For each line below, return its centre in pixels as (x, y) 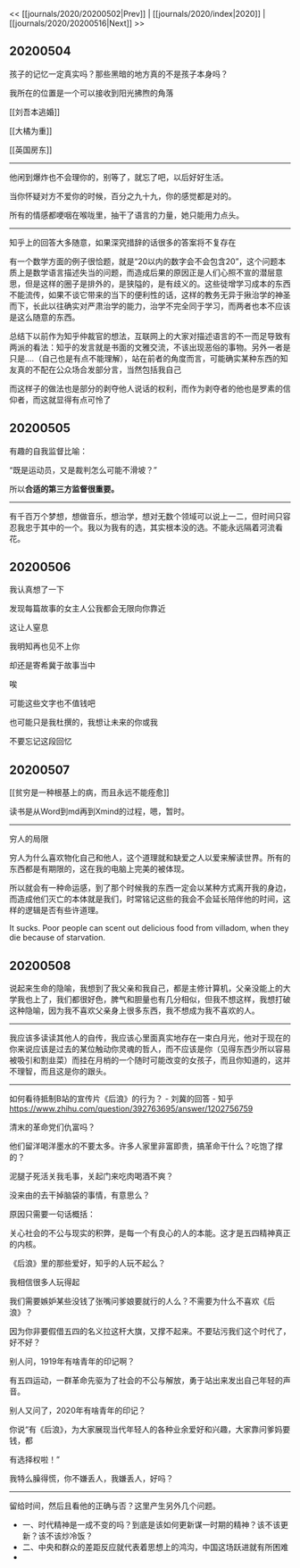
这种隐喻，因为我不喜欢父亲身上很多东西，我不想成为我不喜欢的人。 (134, 1011)
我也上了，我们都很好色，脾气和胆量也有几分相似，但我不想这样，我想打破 (154, 1000)
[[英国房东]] (31, 149)
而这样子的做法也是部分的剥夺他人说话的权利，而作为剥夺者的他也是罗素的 (146, 388)
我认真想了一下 (37, 590)
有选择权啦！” (35, 1460)
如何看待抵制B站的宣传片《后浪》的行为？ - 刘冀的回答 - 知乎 (121, 1099)
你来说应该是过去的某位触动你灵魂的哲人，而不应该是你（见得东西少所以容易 (150, 1049)
